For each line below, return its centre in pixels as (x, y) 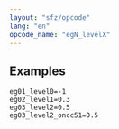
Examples (37, 71)
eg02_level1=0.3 (40, 100)
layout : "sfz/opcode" (50, 18)
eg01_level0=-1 (38, 92)
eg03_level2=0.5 (40, 108)
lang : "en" (30, 26)
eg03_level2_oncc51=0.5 (54, 115)
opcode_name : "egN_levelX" (60, 34)
